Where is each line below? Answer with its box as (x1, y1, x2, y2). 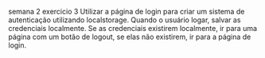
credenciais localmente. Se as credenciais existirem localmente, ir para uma (8, 24, 257, 33)
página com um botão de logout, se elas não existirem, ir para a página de (8, 32, 251, 41)
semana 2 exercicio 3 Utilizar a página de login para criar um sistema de (8, 7, 245, 16)
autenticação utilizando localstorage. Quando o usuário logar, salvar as (8, 15, 241, 25)
